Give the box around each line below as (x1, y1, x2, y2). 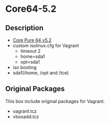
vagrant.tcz (12, 108, 37, 114)
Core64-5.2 (5, 3, 57, 15)
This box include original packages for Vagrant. (5, 98, 105, 104)
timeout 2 (20, 48, 41, 54)
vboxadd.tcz (12, 113, 39, 119)
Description (5, 24, 43, 32)
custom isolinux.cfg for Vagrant (12, 43, 79, 49)
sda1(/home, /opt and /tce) (12, 70, 69, 76)
